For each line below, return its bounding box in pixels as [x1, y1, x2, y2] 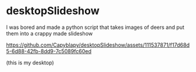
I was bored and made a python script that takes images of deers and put [6, 24, 185, 31]
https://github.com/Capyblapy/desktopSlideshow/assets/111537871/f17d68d [6, 41, 190, 48]
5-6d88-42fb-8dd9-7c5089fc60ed [6, 47, 92, 54]
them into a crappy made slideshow [6, 30, 93, 37]
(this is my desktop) [6, 59, 54, 66]
